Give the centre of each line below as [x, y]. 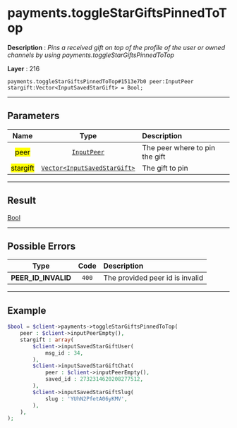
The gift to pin [165, 168]
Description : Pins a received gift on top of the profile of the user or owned [116, 47]
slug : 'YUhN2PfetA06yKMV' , [86, 399]
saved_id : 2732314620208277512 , [94, 379]
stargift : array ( [47, 340]
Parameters [34, 116]
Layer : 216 [24, 68]
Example [27, 311]
